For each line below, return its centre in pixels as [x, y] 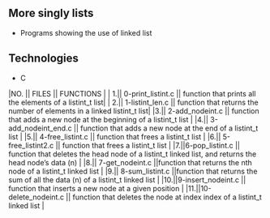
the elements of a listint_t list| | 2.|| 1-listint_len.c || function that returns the [133, 102]
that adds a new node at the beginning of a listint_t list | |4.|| [109, 119]
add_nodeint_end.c [40, 128]
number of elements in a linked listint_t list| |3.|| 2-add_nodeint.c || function [134, 111]
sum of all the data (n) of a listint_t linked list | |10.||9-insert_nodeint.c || [127, 180]
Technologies [44, 59]
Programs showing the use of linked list [86, 32]
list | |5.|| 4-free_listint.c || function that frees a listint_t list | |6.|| [115, 136]
